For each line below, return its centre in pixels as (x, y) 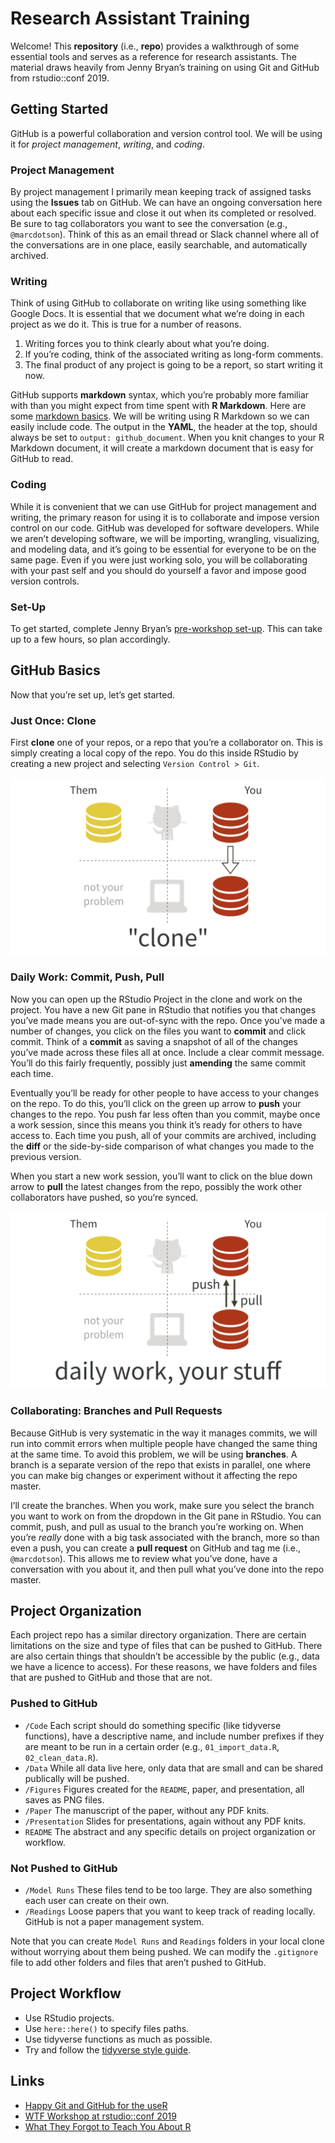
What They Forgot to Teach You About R (108, 2126)
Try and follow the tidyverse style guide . (108, 2049)
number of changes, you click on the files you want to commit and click (158, 1031)
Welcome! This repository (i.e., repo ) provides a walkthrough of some (155, 46)
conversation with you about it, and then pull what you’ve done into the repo (167, 1569)
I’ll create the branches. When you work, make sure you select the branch (162, 1505)
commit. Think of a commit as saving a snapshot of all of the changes (154, 1041)
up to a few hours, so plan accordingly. (90, 639)
